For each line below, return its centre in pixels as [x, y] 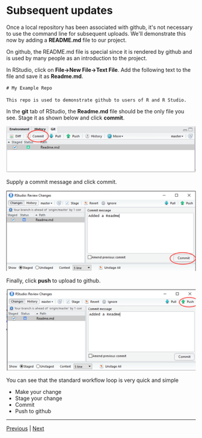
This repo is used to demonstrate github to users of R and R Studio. [96, 100]
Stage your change [38, 398]
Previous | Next [25, 428]
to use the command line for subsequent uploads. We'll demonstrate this [96, 33]
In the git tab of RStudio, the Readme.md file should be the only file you [95, 111]
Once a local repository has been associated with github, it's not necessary [99, 27]
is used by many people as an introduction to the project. [77, 58]
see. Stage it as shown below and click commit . [66, 118]
